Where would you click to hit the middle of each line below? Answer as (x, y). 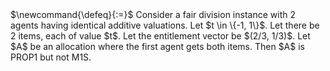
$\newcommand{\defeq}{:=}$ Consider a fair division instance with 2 (153, 14)
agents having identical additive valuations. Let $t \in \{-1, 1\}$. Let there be (165, 25)
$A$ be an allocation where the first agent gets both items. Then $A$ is (157, 46)
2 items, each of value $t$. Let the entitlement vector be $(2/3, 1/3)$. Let (160, 36)
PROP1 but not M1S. (51, 57)
